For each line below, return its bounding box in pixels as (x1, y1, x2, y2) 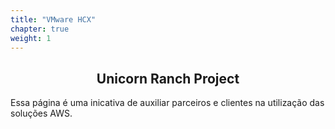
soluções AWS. (10, 107, 73, 120)
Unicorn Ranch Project (96, 70, 240, 87)
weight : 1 (10, 33, 52, 43)
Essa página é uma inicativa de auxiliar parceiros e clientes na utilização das (10, 97, 325, 109)
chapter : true (10, 24, 70, 34)
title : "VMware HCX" (10, 14, 97, 25)
